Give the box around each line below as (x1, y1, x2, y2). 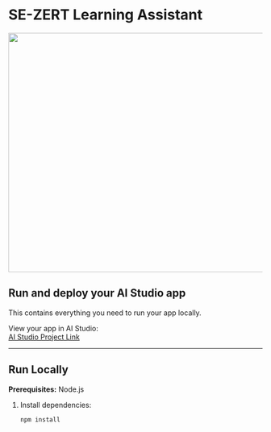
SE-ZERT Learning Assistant (8, 6, 203, 24)
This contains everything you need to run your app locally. (8, 308, 202, 318)
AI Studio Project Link (8, 332, 81, 342)
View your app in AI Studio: (8, 323, 98, 333)
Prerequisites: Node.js (8, 384, 85, 394)
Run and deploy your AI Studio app (8, 286, 186, 300)
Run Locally (8, 363, 69, 376)
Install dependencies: (19, 400, 92, 409)
